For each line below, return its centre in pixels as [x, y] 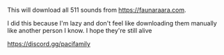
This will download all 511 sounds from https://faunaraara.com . [97, 10]
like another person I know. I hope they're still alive [80, 31]
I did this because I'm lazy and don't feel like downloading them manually [112, 23]
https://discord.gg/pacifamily [49, 44]
